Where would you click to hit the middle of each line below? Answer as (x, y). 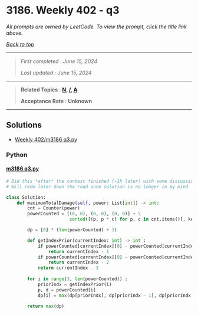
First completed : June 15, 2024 (59, 61)
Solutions (24, 125)
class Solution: (26, 197)
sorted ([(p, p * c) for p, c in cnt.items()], (127, 219)
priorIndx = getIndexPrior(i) (75, 284)
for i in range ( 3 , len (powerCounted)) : (77, 279)
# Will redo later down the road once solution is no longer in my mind (97, 186)
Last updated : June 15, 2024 (56, 73)
